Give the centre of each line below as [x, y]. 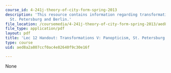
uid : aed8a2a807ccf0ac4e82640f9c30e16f [48, 47]
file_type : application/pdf [35, 29]
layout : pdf [18, 33]
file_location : [21, 24]
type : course [19, 43]
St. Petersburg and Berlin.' [41, 19]
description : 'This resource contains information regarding [72, 15]
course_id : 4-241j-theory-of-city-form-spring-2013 [61, 10]
